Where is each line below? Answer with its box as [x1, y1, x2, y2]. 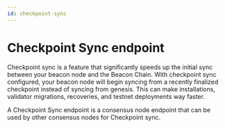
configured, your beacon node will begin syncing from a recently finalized [7, 77, 219, 86]
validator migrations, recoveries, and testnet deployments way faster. [7, 92, 206, 100]
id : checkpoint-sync [7, 10, 67, 17]
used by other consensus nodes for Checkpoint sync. [7, 113, 161, 121]
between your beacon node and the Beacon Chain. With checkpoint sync [7, 70, 217, 78]
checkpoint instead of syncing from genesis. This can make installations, [7, 84, 215, 93]
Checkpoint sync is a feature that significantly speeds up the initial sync [7, 63, 213, 71]
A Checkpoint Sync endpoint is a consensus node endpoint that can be [7, 105, 210, 114]
